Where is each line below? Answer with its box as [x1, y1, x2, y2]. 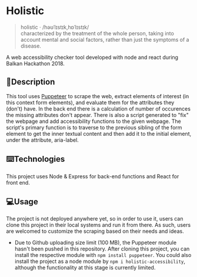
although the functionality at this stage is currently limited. [14, 264, 156, 271]
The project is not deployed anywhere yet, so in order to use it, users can [6, 215, 183, 222]
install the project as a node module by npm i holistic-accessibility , [14, 258, 186, 265]
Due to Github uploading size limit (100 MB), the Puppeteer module [14, 239, 177, 246]
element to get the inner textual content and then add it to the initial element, [6, 130, 192, 137]
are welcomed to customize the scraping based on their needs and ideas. [6, 228, 184, 235]
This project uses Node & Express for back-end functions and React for [6, 172, 179, 180]
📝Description [6, 77, 55, 87]
